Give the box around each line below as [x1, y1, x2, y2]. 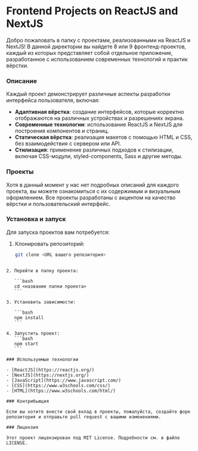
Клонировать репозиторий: [14, 240, 85, 247]
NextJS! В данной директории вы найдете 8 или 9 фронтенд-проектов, [6, 43, 187, 50]
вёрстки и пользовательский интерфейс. [6, 200, 111, 207]
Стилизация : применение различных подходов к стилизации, [14, 146, 174, 153]
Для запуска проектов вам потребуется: [6, 228, 110, 236]
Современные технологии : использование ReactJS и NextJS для [14, 121, 183, 128]
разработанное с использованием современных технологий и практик [6, 55, 188, 63]
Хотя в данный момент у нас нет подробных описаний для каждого [6, 181, 179, 189]
